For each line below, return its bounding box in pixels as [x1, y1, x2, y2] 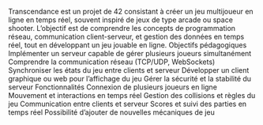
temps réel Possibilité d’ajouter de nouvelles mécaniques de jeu [8, 108, 215, 117]
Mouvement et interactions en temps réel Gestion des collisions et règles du [8, 91, 256, 100]
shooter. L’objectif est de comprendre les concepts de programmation [8, 24, 235, 32]
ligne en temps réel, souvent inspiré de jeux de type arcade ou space [8, 15, 233, 25]
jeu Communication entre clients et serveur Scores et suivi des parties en [8, 99, 247, 108]
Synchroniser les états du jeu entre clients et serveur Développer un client [8, 66, 250, 74]
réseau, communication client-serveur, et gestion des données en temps [8, 32, 245, 41]
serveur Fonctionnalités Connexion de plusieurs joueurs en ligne [8, 82, 217, 92]
